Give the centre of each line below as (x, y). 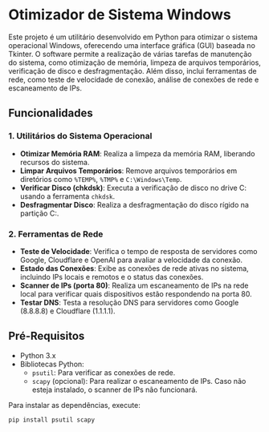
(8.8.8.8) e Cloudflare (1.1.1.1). (67, 311)
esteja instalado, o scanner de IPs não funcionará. (115, 390)
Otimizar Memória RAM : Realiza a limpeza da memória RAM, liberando (137, 153)
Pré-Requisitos (47, 336)
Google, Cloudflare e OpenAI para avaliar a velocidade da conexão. (131, 260)
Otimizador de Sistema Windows (120, 15)
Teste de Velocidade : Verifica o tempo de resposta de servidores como (139, 251)
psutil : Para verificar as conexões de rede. (104, 372)
